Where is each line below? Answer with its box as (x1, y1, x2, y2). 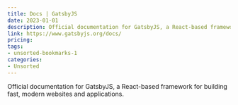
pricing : (7, 37, 33, 44)
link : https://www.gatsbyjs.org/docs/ (7, 30, 122, 37)
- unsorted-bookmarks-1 (7, 50, 78, 57)
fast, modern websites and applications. (7, 89, 124, 98)
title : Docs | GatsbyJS (7, 10, 78, 18)
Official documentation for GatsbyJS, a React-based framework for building (7, 82, 228, 90)
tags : (7, 43, 23, 50)
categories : (7, 56, 42, 63)
